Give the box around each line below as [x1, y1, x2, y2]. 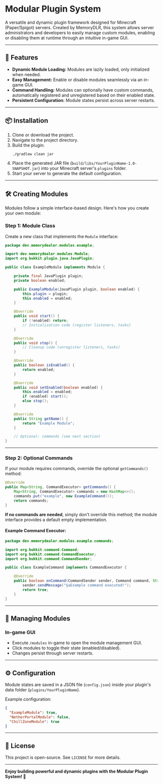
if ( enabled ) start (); [22, 394, 68, 399]
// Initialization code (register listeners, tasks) [22, 323, 131, 327]
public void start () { [14, 314, 60, 319]
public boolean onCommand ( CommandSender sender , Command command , [14, 578, 151, 583]
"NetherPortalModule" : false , [9, 715, 70, 719]
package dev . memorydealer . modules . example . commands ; [5, 539, 114, 543]
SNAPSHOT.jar [12, 166, 39, 171]
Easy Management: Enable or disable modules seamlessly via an [12, 77, 143, 82]
